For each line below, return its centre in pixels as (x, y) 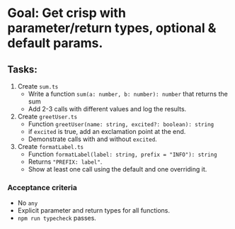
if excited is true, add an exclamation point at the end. (107, 132)
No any (28, 203)
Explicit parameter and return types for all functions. (93, 211)
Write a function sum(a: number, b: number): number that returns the (128, 94)
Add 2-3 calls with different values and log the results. (107, 109)
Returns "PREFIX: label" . (65, 162)
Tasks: (22, 69)
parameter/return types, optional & (112, 28)
